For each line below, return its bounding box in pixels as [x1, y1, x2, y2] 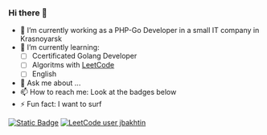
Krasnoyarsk [19, 34, 63, 43]
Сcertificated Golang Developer [31, 51, 138, 61]
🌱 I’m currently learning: [19, 43, 100, 52]
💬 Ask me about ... [19, 78, 81, 88]
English [31, 69, 57, 79]
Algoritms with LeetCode [31, 60, 115, 70]
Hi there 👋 [8, 7, 48, 18]
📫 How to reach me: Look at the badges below [19, 88, 177, 97]
